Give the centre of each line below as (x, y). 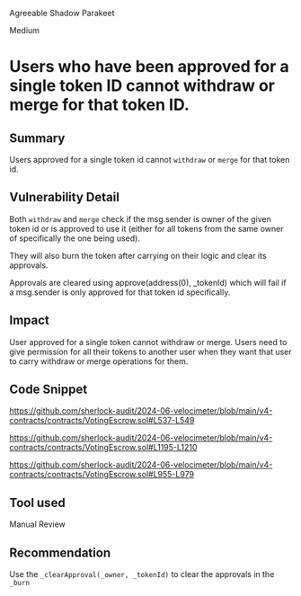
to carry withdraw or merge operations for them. (99, 361)
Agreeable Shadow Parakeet (62, 13)
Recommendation (60, 552)
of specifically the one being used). (75, 238)
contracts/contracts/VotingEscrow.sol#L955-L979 (102, 475)
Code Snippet (49, 390)
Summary (37, 138)
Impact (29, 320)
